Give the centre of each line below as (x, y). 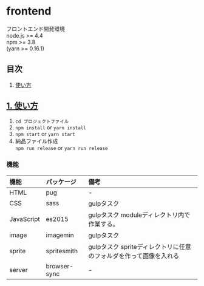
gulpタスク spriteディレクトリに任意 (140, 247)
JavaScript (25, 219)
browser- (60, 266)
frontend (29, 11)
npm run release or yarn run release (61, 148)
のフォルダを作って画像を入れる (134, 256)
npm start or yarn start (45, 134)
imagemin (60, 235)
